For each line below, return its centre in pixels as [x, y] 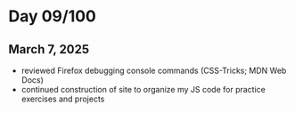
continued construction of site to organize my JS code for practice [143, 89]
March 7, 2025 [49, 49]
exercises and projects [63, 99]
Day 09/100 [53, 16]
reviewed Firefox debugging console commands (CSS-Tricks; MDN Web [154, 70]
